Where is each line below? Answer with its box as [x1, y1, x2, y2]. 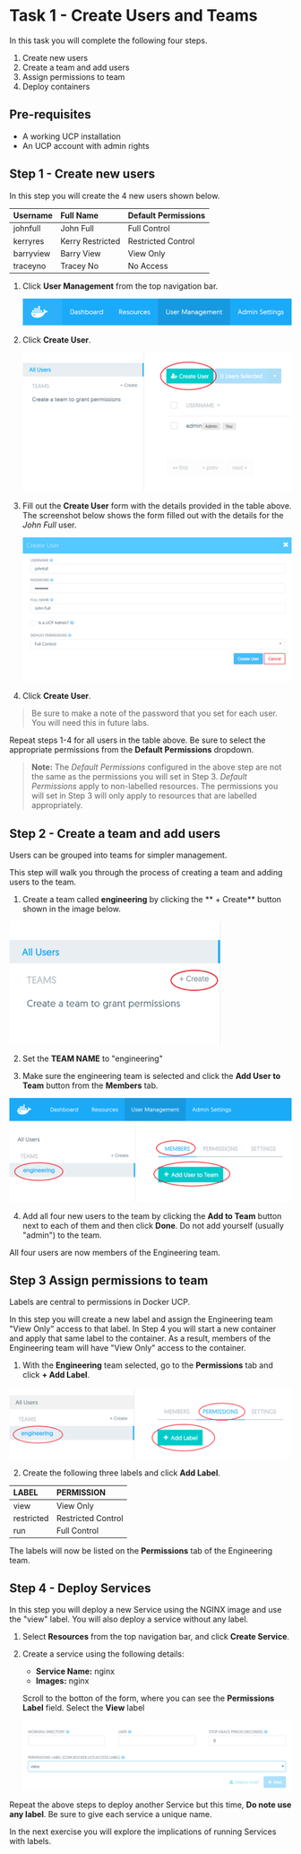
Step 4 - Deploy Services [9, 1580, 151, 1596]
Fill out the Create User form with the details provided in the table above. [21, 500, 292, 511]
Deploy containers [21, 81, 90, 91]
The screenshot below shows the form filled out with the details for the [21, 510, 284, 521]
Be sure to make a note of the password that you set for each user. [30, 708, 278, 718]
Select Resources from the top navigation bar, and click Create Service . [21, 1632, 289, 1642]
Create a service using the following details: [21, 1649, 185, 1659]
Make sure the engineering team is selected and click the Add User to [21, 1071, 280, 1082]
